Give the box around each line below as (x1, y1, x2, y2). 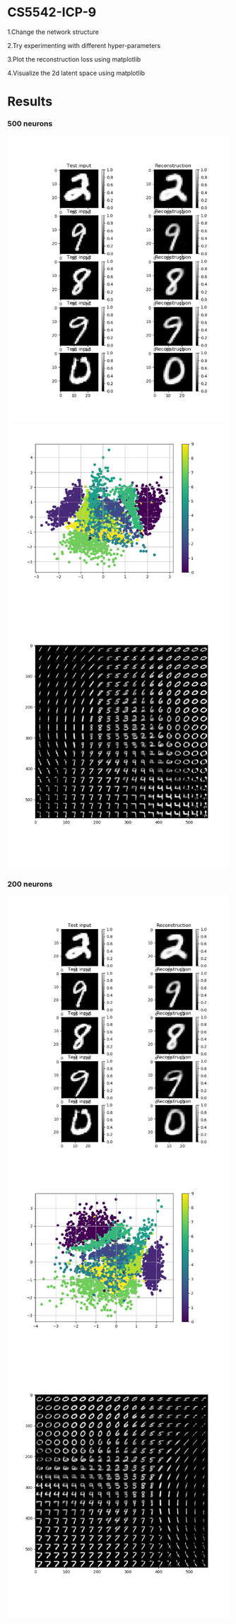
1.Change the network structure (7, 28, 99, 36)
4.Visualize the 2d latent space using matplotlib (7, 69, 146, 77)
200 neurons (7, 880, 53, 889)
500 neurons (7, 119, 53, 129)
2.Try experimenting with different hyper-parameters (7, 41, 161, 49)
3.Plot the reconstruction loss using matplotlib (7, 54, 141, 64)
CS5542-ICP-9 (7, 4, 97, 21)
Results (7, 93, 53, 110)
